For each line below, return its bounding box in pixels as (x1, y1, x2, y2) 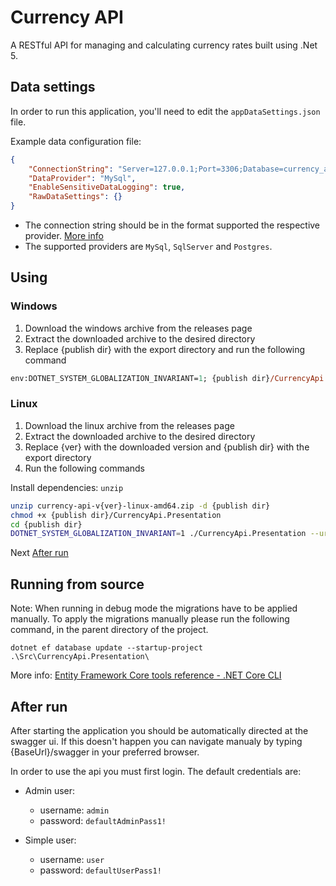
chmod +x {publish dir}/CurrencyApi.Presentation (10, 510, 222, 520)
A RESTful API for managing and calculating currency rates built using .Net (10, 39, 318, 51)
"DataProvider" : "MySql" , (28, 173, 137, 183)
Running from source (10, 576, 145, 593)
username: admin (39, 804, 110, 816)
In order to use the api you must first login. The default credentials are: (10, 765, 302, 777)
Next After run (10, 547, 69, 559)
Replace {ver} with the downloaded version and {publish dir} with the (24, 441, 310, 453)
